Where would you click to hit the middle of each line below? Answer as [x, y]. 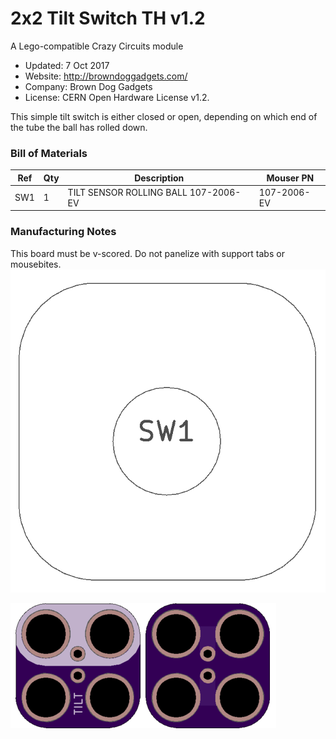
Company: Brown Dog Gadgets [88, 86]
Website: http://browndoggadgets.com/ [106, 76]
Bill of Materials [49, 153]
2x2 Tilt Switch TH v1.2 [108, 18]
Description [159, 178]
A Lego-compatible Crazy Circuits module [97, 46]
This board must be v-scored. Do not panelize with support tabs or [147, 253]
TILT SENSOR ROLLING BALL [127, 192]
